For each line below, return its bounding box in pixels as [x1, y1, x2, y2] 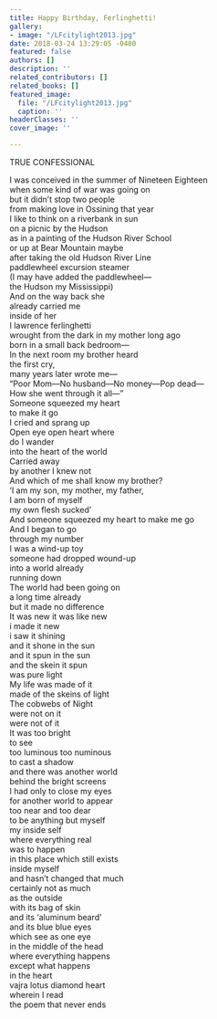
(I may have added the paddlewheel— [9, 271, 152, 282]
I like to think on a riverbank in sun [9, 214, 139, 224]
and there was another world [9, 766, 119, 777]
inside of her [9, 310, 57, 320]
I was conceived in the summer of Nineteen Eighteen [9, 174, 208, 185]
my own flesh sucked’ [9, 504, 92, 515]
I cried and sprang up [9, 417, 90, 427]
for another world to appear [9, 795, 114, 806]
